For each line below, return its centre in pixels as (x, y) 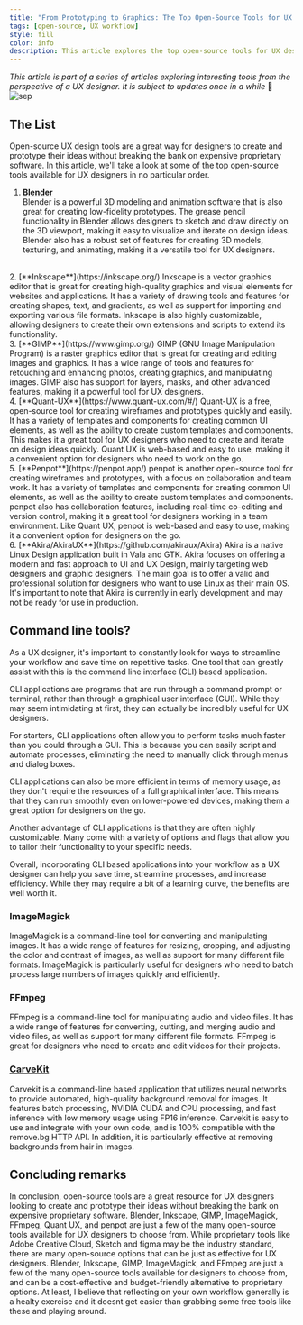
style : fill (32, 34)
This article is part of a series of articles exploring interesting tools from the (150, 77)
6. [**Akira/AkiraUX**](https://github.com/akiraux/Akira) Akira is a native (147, 544)
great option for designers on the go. (78, 810)
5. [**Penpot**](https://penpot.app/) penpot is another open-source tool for (151, 468)
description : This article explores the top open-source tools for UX (145, 51)
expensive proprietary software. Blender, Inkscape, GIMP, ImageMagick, (144, 1215)
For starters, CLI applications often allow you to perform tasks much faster (147, 735)
